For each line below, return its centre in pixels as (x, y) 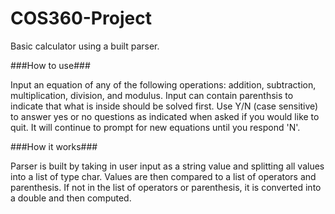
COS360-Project (81, 18)
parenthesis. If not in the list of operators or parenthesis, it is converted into (166, 187)
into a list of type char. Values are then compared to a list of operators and (163, 176)
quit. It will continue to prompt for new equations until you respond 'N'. (155, 127)
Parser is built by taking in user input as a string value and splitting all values (167, 166)
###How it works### (54, 146)
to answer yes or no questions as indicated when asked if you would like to (165, 116)
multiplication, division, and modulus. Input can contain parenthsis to (152, 95)
